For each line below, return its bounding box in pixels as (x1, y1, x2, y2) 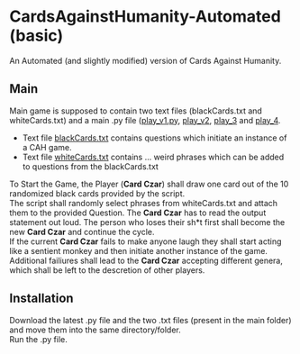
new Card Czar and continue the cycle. (9, 226, 155, 237)
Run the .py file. (9, 333, 68, 344)
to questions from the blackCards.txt (22, 160, 159, 172)
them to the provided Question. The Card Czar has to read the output (9, 207, 267, 218)
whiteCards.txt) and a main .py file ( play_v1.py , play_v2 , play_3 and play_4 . (9, 114, 281, 125)
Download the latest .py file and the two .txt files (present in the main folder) (9, 314, 292, 325)
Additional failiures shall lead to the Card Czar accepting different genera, (9, 255, 284, 266)
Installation (9, 291, 74, 306)
